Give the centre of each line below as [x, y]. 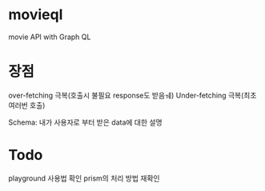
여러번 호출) [27, 105]
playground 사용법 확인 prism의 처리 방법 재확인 [84, 178]
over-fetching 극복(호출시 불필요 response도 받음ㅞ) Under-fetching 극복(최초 [132, 95]
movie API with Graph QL [50, 37]
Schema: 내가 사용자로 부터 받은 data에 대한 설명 [85, 122]
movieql [36, 15]
